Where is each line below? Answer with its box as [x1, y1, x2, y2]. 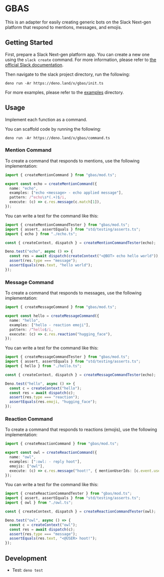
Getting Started [5, 39, 53, 47]
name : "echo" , [9, 186, 38, 191]
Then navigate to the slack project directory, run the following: [5, 71, 130, 77]
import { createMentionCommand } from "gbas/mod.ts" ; [5, 172, 117, 178]
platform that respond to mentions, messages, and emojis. [5, 24, 122, 30]
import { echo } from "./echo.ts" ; [5, 231, 78, 236]
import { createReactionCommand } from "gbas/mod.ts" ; [5, 441, 119, 446]
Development [5, 554, 47, 562]
